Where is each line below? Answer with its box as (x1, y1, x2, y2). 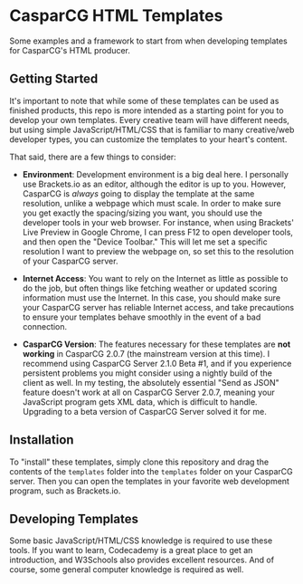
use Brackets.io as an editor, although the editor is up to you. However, (22, 178, 287, 189)
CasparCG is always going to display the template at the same (22, 187, 255, 199)
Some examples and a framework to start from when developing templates (9, 35, 288, 46)
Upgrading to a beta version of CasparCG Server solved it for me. (22, 406, 267, 416)
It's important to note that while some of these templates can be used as (9, 95, 279, 106)
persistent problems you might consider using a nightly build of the (22, 368, 273, 378)
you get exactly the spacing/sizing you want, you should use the (22, 207, 262, 218)
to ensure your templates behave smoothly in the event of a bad (22, 311, 261, 322)
